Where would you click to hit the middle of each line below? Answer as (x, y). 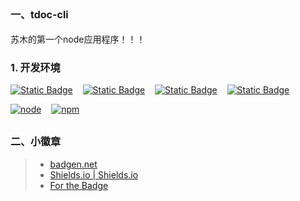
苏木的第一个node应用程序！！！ (78, 39)
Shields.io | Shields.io (94, 174)
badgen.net (73, 164)
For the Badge (79, 185)
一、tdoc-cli (39, 15)
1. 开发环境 (35, 67)
